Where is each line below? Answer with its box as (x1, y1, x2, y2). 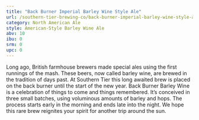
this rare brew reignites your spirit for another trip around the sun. (6, 107, 166, 114)
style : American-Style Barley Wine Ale (6, 25, 105, 31)
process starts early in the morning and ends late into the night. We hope (6, 101, 184, 108)
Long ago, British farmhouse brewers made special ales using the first (6, 63, 177, 70)
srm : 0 (6, 42, 23, 48)
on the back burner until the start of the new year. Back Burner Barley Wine (6, 82, 190, 89)
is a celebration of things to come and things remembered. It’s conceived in (6, 88, 191, 95)
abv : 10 (6, 31, 25, 37)
